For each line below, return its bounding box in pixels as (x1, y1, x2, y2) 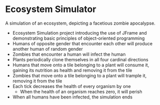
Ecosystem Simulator (5, 4, 97, 15)
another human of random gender (12, 46, 83, 52)
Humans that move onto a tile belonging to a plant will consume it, (12, 62, 149, 68)
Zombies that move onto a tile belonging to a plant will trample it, (12, 72, 147, 78)
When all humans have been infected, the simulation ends (12, 94, 133, 100)
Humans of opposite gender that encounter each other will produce (12, 40, 152, 46)
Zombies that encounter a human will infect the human (12, 51, 126, 57)
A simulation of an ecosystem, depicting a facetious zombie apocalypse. (5, 20, 156, 26)
